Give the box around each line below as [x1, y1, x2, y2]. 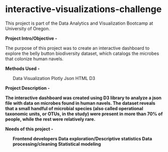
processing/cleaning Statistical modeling [12, 141, 101, 147]
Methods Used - [5, 65, 40, 71]
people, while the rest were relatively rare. [5, 116, 96, 122]
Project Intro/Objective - [5, 35, 58, 41]
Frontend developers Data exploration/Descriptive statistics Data [12, 135, 152, 141]
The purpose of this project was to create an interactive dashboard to [5, 45, 150, 51]
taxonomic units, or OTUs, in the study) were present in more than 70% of [5, 111, 163, 117]
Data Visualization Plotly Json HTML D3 [12, 75, 96, 81]
